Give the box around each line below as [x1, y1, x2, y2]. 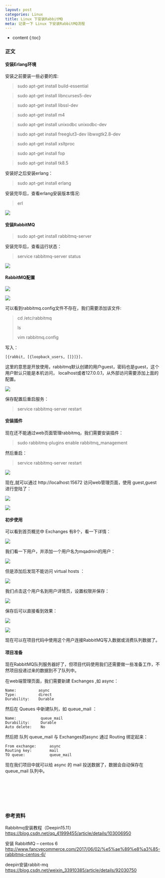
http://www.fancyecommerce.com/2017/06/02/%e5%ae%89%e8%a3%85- [5, 846, 161, 852]
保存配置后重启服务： [5, 396, 49, 402]
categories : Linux [5, 12, 43, 17]
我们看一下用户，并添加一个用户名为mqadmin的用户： [5, 548, 115, 554]
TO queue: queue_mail [5, 752, 72, 757]
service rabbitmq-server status [17, 253, 81, 259]
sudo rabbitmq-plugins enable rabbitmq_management [17, 440, 128, 446]
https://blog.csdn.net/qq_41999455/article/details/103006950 [5, 830, 131, 836]
